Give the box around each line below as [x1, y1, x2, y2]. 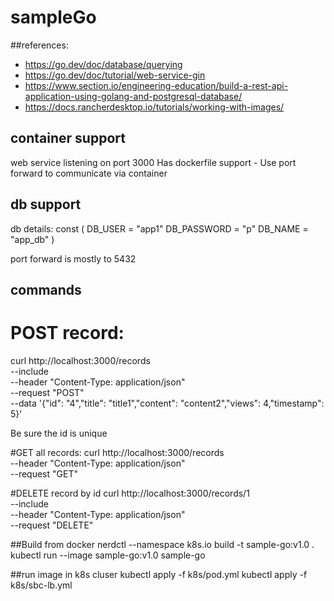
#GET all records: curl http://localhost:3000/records [10, 446, 225, 458]
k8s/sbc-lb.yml [10, 579, 73, 591]
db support [10, 196, 82, 213]
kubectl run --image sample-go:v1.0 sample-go [10, 549, 206, 561]
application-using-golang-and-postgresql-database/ [24, 90, 243, 102]
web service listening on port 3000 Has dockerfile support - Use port [10, 156, 297, 168]
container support [10, 130, 126, 147]
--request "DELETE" [10, 519, 94, 531]
